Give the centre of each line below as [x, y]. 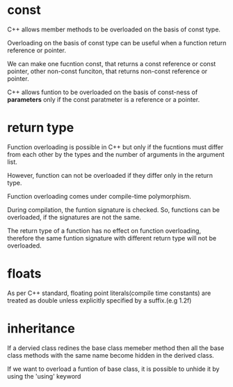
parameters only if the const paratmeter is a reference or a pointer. [104, 99]
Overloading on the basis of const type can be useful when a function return [117, 43]
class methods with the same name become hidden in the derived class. [111, 355]
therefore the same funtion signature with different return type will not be [112, 238]
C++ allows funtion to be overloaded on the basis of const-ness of [103, 92]
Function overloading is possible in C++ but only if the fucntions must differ [115, 147]
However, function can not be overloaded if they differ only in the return [110, 175]
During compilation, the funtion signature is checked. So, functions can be [114, 210]
